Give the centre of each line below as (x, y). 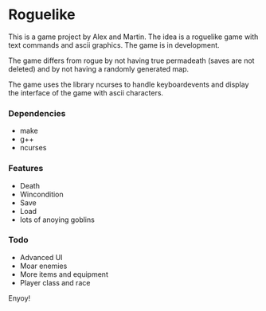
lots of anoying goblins (57, 220)
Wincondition (41, 194)
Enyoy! (20, 298)
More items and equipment (64, 274)
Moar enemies (43, 266)
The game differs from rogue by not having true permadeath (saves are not (131, 60)
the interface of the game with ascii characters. (86, 92)
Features (26, 169)
